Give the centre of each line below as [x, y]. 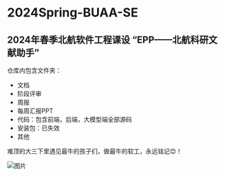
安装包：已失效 [38, 128]
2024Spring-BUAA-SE [73, 13]
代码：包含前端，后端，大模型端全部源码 [74, 119]
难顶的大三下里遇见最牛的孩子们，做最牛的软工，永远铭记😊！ [95, 151]
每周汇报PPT [35, 111]
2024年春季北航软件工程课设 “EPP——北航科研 [108, 40]
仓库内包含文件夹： [34, 70]
